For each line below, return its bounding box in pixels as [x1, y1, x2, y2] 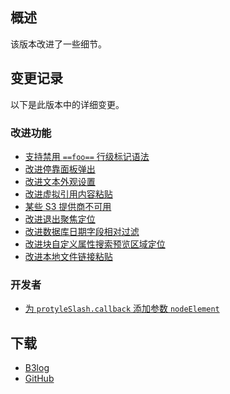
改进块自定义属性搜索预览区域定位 [24, 238, 166, 250]
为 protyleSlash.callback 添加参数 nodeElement [24, 303, 220, 315]
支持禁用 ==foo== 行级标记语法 [24, 150, 150, 162]
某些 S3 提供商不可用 [24, 200, 112, 212]
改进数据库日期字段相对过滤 [24, 225, 140, 237]
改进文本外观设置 [24, 175, 96, 187]
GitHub [24, 373, 55, 385]
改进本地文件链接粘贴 [24, 250, 113, 262]
